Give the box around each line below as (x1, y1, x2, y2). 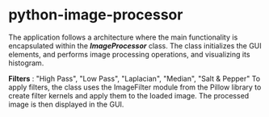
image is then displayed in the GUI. (8, 99, 124, 109)
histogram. (8, 58, 44, 68)
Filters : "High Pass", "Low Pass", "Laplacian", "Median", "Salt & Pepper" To (8, 73, 261, 83)
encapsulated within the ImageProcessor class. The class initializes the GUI (8, 40, 263, 50)
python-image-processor (8, 6, 183, 24)
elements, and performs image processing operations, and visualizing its (8, 49, 250, 59)
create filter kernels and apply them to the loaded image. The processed (8, 90, 250, 100)
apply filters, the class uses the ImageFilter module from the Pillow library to (8, 82, 262, 92)
